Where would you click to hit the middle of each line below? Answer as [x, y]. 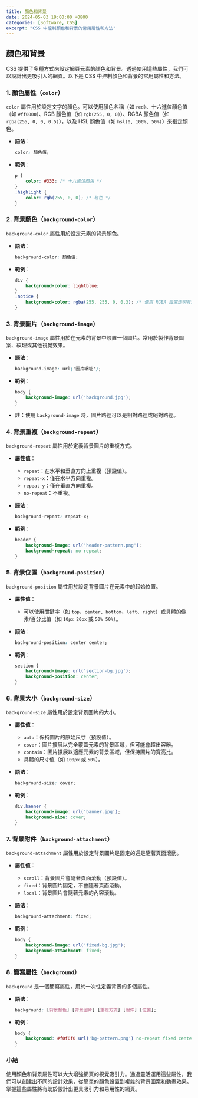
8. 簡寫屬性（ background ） [43, 972]
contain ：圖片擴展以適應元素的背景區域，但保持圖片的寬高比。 [100, 752]
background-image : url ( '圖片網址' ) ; [58, 369]
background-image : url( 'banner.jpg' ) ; [73, 812]
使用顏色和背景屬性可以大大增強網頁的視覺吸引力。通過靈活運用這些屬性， [96, 1074]
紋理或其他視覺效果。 [42, 345]
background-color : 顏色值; [46, 257]
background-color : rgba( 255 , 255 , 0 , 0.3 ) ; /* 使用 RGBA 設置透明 [106, 302]
